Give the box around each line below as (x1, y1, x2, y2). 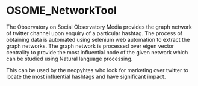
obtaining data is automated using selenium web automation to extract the (6, 36, 190, 43)
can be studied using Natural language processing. (6, 55, 133, 62)
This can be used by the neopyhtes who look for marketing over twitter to (6, 66, 188, 73)
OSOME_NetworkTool (6, 4, 117, 17)
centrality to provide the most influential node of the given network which (6, 48, 188, 56)
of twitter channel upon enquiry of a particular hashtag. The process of (6, 29, 182, 36)
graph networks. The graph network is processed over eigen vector (6, 42, 175, 50)
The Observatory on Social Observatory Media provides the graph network (6, 23, 193, 30)
